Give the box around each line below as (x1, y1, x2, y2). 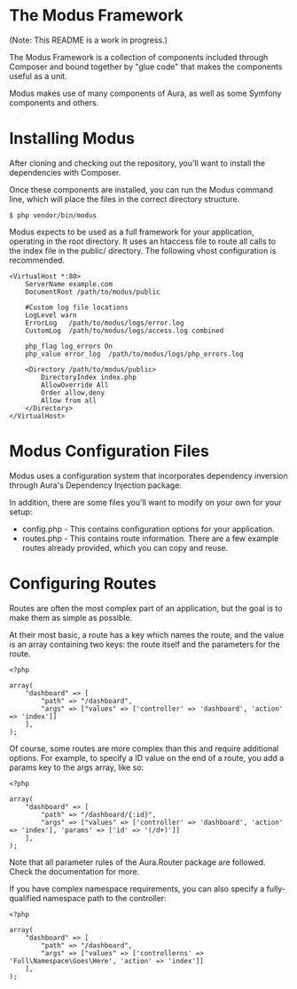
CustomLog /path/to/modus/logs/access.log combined (25, 326, 224, 335)
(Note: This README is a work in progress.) (9, 35, 168, 45)
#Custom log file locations (25, 302, 129, 311)
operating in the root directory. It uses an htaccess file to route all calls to (9, 236, 277, 247)
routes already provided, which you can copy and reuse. (21, 542, 229, 553)
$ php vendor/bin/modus (9, 210, 98, 220)
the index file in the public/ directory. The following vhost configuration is (9, 245, 277, 255)
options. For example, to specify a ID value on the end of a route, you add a (9, 752, 285, 763)
